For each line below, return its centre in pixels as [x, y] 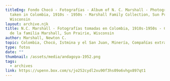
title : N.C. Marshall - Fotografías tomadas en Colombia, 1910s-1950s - [83, 29]
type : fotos [18, 47]
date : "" [14, 52]
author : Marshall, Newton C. [36, 38]
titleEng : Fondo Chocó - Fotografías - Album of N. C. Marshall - [77, 10]
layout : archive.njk [27, 24]
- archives [21, 66]
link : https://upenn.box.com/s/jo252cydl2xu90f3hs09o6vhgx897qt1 [75, 71]
